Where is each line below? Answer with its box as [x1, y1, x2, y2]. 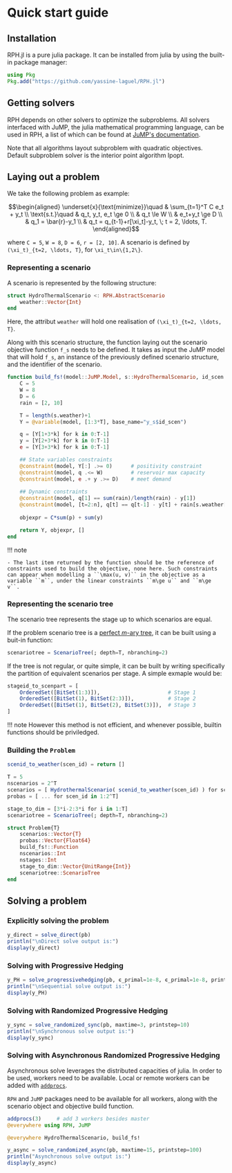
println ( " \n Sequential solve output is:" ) [7, 983, 131, 990]
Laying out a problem [7, 171, 100, 183]
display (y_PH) [7, 989, 48, 996]
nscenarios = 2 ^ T [7, 780, 57, 787]
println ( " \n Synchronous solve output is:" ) [7, 1028, 135, 1035]
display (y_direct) [7, 944, 60, 951]
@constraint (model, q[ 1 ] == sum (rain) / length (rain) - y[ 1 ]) [19, 495, 196, 502]
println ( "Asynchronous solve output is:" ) [7, 1153, 131, 1161]
